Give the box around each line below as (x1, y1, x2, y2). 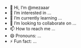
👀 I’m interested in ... (9, 10, 52, 16)
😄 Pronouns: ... (9, 33, 42, 39)
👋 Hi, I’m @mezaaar (9, 5, 50, 10)
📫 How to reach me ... (9, 26, 55, 31)
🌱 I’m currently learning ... (9, 15, 62, 21)
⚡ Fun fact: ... (9, 38, 37, 44)
